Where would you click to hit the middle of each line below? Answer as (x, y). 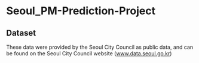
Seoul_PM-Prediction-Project (81, 11)
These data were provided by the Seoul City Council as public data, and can (100, 47)
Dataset (21, 33)
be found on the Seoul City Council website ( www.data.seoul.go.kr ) (89, 53)
